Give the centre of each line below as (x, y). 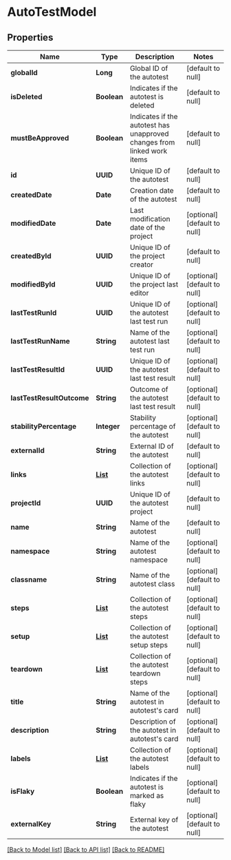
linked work (148, 151)
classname (29, 579)
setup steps (149, 645)
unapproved (150, 134)
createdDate (31, 195)
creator (141, 264)
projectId (26, 503)
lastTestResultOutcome (50, 398)
